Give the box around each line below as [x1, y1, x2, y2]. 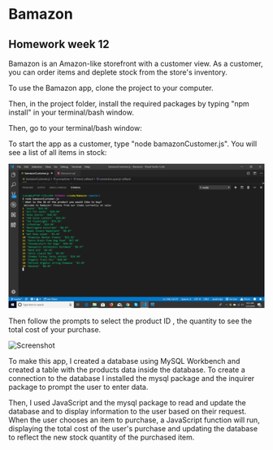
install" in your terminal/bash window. [8, 107, 134, 117]
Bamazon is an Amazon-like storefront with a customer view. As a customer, [8, 58, 263, 68]
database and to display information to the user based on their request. [8, 406, 247, 416]
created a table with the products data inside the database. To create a [8, 365, 245, 374]
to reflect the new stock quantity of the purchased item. [8, 432, 195, 442]
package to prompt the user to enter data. [8, 382, 149, 392]
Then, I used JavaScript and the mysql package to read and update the [8, 397, 246, 407]
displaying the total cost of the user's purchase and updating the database [8, 423, 258, 433]
